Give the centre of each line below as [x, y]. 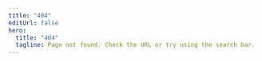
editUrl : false [34, 23]
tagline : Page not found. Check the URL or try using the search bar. [135, 45]
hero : [17, 30]
